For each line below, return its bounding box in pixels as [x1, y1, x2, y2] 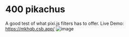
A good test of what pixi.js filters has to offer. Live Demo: [5, 20, 124, 26]
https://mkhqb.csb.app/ [5, 25, 55, 31]
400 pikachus [5, 4, 66, 15]
